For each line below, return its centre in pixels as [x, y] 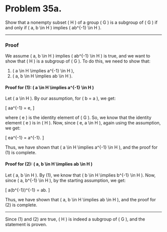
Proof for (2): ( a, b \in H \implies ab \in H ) [49, 164]
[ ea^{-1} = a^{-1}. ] [25, 138]
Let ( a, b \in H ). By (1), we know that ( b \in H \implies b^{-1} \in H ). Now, [80, 175]
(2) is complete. [21, 205]
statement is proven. [26, 224]
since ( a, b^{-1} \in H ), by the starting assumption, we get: [65, 180]
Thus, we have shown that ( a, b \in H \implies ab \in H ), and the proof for [81, 199]
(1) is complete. [21, 153]
